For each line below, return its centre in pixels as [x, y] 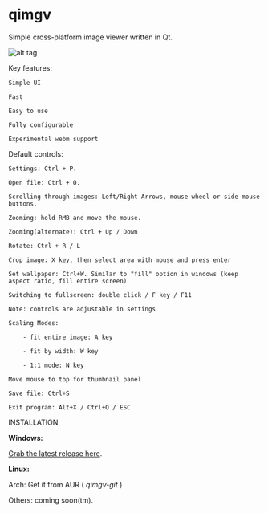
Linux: [19, 469]
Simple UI [25, 83]
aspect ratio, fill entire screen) [68, 281]
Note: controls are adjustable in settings [82, 309]
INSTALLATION [33, 422]
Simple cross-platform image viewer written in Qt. [90, 37]
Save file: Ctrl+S [39, 393]
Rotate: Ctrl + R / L [45, 246]
